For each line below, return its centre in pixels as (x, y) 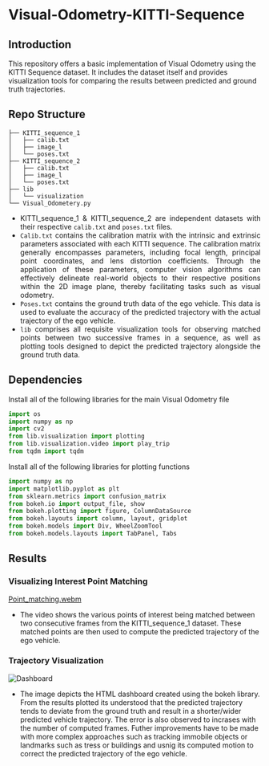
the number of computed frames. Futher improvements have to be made (139, 727)
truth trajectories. (37, 89)
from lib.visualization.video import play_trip (89, 444)
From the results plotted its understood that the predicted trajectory (131, 702)
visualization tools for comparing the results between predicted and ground (132, 81)
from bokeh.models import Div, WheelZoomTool (85, 526)
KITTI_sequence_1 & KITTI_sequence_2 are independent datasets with (140, 218)
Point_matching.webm (45, 599)
